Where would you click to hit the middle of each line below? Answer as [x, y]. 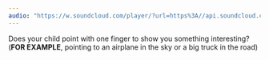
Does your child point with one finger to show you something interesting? [129, 38]
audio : [19, 16]
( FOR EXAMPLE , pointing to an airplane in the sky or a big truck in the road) [133, 47]
